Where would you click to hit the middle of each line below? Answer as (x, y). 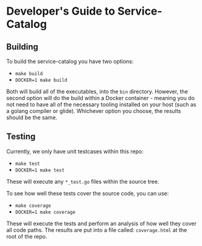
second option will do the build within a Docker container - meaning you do (100, 98)
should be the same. (32, 118)
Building (22, 47)
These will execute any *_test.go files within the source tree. (83, 181)
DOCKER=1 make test (40, 170)
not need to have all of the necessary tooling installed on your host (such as (101, 104)
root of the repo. (27, 236)
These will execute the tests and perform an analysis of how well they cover (101, 223)
